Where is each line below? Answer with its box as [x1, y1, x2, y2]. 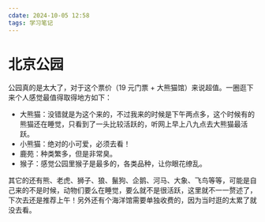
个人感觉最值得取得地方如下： [14, 92, 112, 103]
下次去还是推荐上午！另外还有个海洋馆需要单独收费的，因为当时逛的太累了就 [8, 195, 257, 205]
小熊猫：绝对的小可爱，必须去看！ [19, 139, 131, 149]
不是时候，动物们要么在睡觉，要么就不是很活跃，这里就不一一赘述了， [28, 186, 257, 195]
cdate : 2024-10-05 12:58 [8, 11, 90, 20]
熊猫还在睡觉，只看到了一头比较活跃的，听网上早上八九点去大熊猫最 [19, 119, 241, 129]
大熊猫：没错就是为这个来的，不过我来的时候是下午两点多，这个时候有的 [19, 110, 255, 119]
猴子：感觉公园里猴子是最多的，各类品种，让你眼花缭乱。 [19, 159, 207, 168]
